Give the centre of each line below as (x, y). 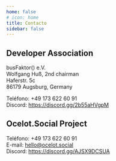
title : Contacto (26, 23)
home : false (21, 12)
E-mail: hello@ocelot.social (40, 145)
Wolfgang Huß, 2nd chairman (43, 74)
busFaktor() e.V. (26, 68)
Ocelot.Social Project (47, 124)
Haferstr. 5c (21, 80)
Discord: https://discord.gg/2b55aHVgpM (58, 105)
